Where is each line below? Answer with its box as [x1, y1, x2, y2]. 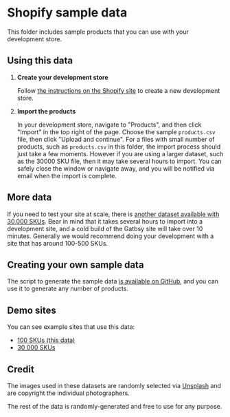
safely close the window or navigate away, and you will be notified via [16, 164, 215, 173]
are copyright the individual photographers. [7, 389, 130, 397]
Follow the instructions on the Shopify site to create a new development [16, 86, 220, 94]
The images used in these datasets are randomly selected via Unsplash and [7, 382, 222, 389]
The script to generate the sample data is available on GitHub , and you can [7, 277, 218, 286]
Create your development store [16, 73, 108, 81]
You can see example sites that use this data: [7, 323, 135, 331]
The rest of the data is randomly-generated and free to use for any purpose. [7, 403, 222, 410]
